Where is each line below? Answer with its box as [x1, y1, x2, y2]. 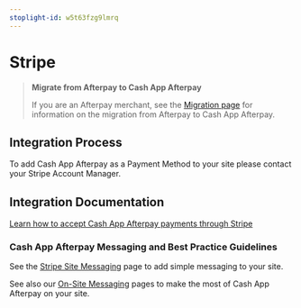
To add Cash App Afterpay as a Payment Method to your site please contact [9, 159, 292, 169]
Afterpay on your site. [9, 288, 90, 299]
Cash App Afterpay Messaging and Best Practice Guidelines [9, 240, 278, 253]
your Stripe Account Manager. [9, 168, 122, 179]
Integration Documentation [9, 195, 165, 210]
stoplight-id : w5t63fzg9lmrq [9, 13, 119, 23]
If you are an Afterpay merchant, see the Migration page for [31, 99, 253, 110]
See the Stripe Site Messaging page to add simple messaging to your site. [9, 261, 284, 272]
